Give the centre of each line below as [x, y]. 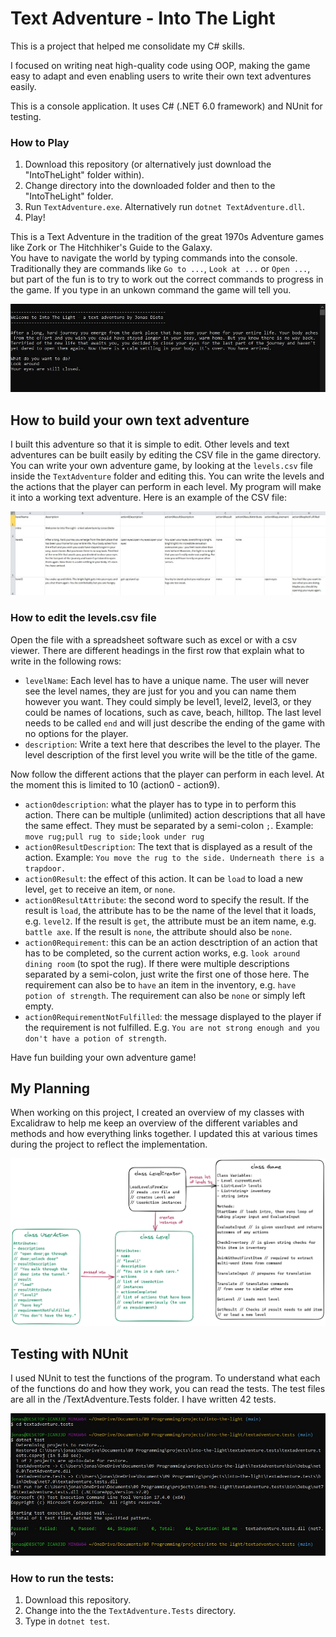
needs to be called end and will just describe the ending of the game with [175, 723]
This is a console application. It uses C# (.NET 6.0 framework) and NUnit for [166, 106]
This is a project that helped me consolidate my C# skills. [128, 46]
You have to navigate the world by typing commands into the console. [154, 258]
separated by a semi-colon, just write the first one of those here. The [167, 974]
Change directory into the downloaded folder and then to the [150, 186]
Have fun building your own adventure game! [103, 1057]
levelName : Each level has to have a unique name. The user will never [167, 680]
